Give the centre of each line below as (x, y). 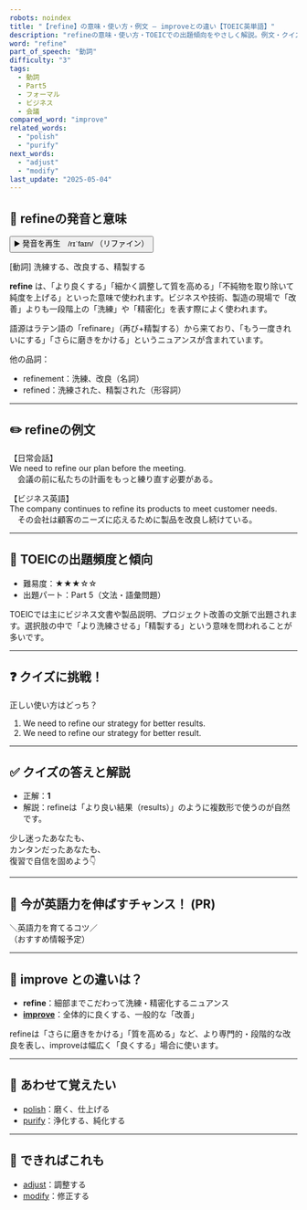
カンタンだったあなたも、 (58, 849)
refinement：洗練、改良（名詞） (83, 379)
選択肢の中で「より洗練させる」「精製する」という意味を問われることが (158, 626)
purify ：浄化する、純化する (74, 1121)
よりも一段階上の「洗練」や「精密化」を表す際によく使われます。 (148, 309)
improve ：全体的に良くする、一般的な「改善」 (111, 1014)
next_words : (32, 153)
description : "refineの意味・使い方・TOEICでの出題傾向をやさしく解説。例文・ (146, 35)
